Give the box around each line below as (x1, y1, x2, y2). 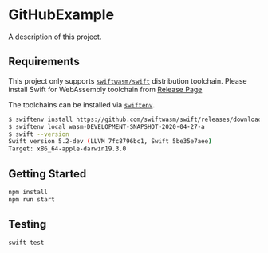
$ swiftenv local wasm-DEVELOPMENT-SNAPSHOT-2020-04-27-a (8, 123, 205, 130)
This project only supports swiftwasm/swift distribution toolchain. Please (8, 76, 247, 85)
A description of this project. (8, 32, 102, 41)
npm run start (8, 195, 56, 204)
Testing (8, 217, 47, 232)
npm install (8, 188, 48, 196)
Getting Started (8, 167, 87, 181)
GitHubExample (8, 6, 114, 24)
